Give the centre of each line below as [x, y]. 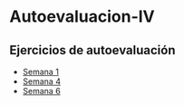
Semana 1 [40, 72]
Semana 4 [42, 81]
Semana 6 [41, 91]
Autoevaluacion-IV [82, 17]
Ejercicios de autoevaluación [92, 50]
